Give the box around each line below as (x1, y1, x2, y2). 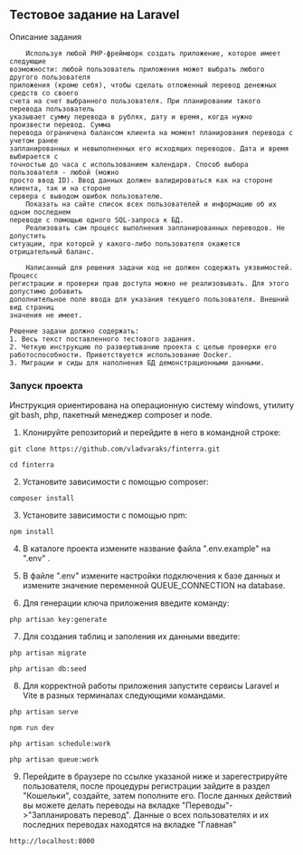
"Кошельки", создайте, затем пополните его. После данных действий (22, 791, 292, 802)
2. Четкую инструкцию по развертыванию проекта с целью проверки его (9, 342, 278, 352)
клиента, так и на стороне (9, 183, 111, 193)
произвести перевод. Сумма (9, 120, 111, 130)
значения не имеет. (9, 310, 83, 320)
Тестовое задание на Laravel (9, 7, 180, 23)
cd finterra (9, 461, 54, 470)
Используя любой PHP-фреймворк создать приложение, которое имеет (25, 49, 281, 58)
